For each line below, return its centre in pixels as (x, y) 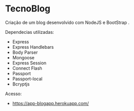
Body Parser (25, 52)
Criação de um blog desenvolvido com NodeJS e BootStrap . (67, 22)
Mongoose (23, 57)
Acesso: (14, 94)
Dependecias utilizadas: (30, 32)
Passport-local (27, 79)
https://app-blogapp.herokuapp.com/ (51, 103)
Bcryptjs (21, 84)
